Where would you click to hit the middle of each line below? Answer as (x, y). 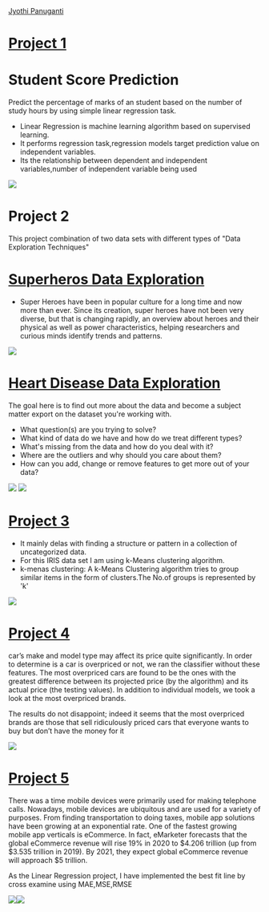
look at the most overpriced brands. (67, 698)
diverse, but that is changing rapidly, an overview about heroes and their (139, 319)
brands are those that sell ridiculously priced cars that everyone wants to (129, 722)
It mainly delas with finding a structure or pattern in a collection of (128, 543)
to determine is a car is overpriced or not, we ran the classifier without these (134, 664)
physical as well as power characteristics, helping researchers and (130, 327)
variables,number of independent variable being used (108, 169)
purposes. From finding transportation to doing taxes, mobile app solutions (132, 817)
